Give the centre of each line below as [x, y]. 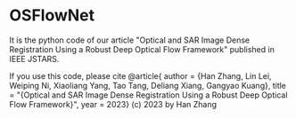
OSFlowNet [52, 16]
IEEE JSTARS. [34, 59]
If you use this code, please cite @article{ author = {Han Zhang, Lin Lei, [140, 75]
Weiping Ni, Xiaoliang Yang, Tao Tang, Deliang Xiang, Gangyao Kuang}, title [148, 85]
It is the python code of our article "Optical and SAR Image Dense [130, 40]
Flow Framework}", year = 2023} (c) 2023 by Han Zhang [113, 104]
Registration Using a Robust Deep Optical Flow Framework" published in [142, 49]
